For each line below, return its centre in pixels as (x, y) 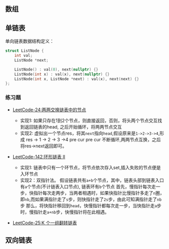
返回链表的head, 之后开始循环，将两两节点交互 (73, 127)
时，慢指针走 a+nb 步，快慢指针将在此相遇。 (65, 212)
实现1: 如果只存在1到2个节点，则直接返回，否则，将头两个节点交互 (89, 120)
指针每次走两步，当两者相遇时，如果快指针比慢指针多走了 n (95, 193)
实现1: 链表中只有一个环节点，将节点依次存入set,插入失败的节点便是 (90, 167)
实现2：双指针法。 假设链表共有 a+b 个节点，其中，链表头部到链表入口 (92, 180)
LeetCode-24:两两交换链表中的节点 (49, 110)
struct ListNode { (25, 51)
